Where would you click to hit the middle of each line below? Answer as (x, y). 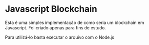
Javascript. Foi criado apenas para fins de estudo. (55, 27)
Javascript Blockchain (51, 9)
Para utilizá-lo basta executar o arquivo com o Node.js (60, 37)
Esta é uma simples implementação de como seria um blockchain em (74, 22)
